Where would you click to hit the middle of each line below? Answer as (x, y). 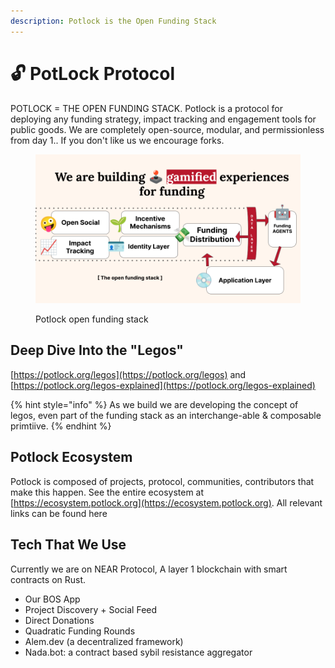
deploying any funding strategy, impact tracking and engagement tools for (163, 119)
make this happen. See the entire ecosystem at (107, 492)
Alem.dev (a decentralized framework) (104, 641)
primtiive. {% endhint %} (61, 426)
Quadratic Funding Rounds (80, 631)
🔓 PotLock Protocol (93, 73)
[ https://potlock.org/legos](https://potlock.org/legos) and (128, 374)
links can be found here (59, 513)
